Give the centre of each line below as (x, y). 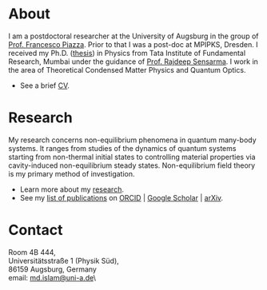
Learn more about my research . (72, 189)
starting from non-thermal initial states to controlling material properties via (132, 157)
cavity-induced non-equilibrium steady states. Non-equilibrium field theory (132, 165)
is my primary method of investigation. (72, 173)
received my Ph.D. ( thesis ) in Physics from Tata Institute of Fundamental (127, 53)
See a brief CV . (45, 85)
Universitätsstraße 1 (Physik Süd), (64, 260)
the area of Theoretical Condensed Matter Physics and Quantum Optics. (127, 70)
